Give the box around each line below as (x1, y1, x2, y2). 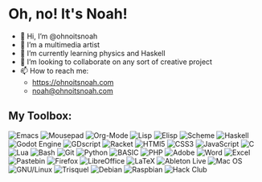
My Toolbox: (8, 109, 72, 123)
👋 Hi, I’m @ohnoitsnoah (19, 31, 98, 41)
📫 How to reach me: (19, 66, 89, 75)
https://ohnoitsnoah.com (31, 77, 114, 87)
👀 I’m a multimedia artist (19, 39, 100, 49)
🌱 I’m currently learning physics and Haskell (19, 48, 166, 58)
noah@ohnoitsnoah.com (31, 86, 114, 95)
